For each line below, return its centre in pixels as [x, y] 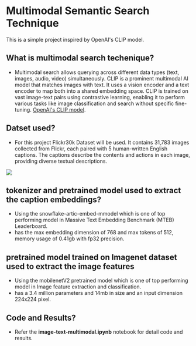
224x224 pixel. [33, 299]
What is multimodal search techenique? [80, 58]
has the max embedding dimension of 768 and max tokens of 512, [94, 233]
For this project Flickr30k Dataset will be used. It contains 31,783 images [102, 142]
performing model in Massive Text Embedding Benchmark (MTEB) [94, 220]
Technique [32, 23]
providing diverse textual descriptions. [61, 161]
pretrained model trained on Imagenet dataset [92, 257]
